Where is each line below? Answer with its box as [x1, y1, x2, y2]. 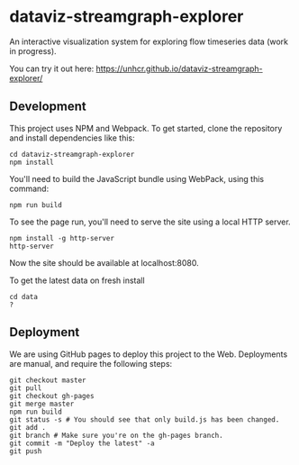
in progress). [9, 45, 57, 56]
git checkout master [9, 376, 87, 385]
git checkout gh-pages [9, 391, 95, 400]
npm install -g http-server [9, 233, 115, 242]
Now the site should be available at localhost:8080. [9, 257, 200, 268]
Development [9, 99, 87, 114]
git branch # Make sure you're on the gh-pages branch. [9, 431, 223, 440]
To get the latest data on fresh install [9, 275, 146, 286]
